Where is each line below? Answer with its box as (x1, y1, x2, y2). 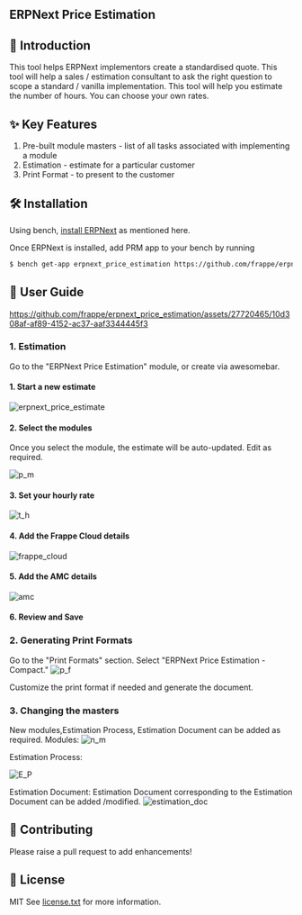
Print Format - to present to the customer (22, 169, 175, 180)
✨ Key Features (9, 116, 97, 131)
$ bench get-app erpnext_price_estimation (9, 259, 171, 268)
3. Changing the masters (9, 704, 120, 717)
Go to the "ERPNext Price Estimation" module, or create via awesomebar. (9, 360, 280, 372)
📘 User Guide (9, 285, 84, 300)
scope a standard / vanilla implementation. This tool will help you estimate (9, 81, 283, 92)
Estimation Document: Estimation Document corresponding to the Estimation (9, 787, 293, 798)
